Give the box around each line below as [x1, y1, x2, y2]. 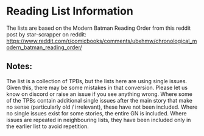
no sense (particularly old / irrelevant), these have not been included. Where [6, 103, 198, 110]
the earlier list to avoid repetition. [6, 123, 90, 130]
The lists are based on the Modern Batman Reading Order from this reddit [6, 24, 191, 32]
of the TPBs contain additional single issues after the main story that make [6, 97, 193, 104]
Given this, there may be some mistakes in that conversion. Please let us [6, 84, 188, 91]
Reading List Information [6, 4, 134, 18]
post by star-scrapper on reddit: [6, 30, 87, 38]
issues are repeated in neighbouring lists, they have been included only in [6, 116, 191, 123]
